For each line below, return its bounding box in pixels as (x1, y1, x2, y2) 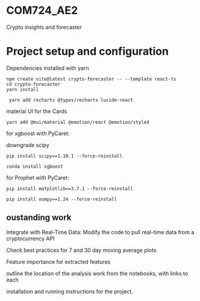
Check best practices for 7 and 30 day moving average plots (6, 246, 157, 254)
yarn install (6, 87, 39, 93)
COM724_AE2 (6, 4, 78, 17)
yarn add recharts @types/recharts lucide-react (8, 97, 134, 103)
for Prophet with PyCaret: (6, 174, 69, 181)
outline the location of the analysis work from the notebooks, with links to (6, 270, 189, 277)
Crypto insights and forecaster (6, 23, 83, 31)
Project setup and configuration (6, 44, 169, 58)
